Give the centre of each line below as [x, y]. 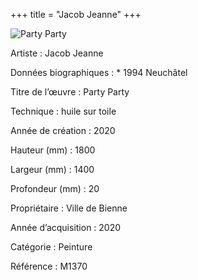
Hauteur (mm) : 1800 [53, 150]
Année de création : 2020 [63, 130]
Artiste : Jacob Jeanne [57, 53]
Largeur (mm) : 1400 [52, 169]
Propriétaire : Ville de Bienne [69, 208]
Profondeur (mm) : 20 [55, 188]
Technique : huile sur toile [63, 111]
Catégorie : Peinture [51, 247]
